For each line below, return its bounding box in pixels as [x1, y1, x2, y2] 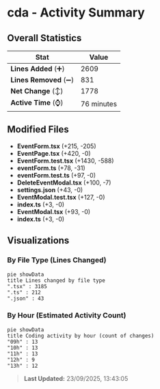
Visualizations [7, 235, 70, 246]
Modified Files [7, 123, 70, 135]
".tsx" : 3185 [7, 283, 48, 290]
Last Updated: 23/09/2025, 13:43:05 [23, 374, 129, 382]
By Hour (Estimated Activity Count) [7, 311, 126, 320]
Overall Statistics [7, 32, 82, 44]
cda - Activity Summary [7, 5, 145, 21]
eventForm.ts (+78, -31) [16, 163, 85, 172]
